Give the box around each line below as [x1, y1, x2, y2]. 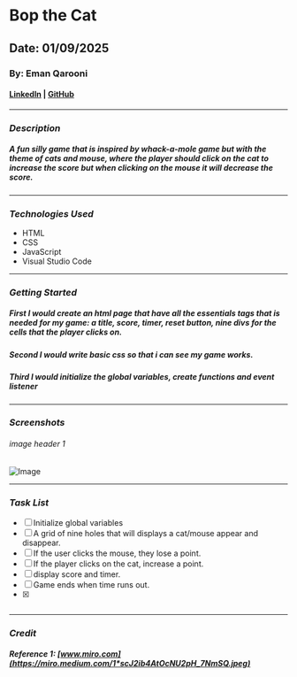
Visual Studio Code [21, 256, 93, 266]
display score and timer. [33, 568, 121, 580]
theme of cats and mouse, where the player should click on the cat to [9, 153, 270, 164]
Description [9, 121, 61, 134]
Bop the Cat [9, 5, 97, 26]
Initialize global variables [33, 517, 124, 527]
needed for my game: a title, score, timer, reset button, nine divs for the [9, 318, 277, 328]
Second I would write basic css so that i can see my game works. [9, 349, 254, 359]
